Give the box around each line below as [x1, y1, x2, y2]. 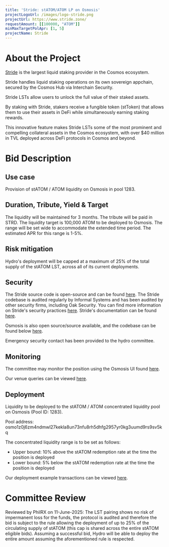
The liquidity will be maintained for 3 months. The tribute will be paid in [5, 214, 153, 220]
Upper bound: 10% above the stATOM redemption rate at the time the [12, 449, 157, 455]
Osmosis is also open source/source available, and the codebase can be [5, 323, 156, 329]
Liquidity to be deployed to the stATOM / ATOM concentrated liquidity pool [5, 404, 160, 409]
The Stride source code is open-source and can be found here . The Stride [5, 291, 160, 297]
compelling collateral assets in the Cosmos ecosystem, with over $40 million [5, 130, 164, 136]
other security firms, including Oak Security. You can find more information [5, 302, 161, 308]
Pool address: [5, 419, 34, 424]
